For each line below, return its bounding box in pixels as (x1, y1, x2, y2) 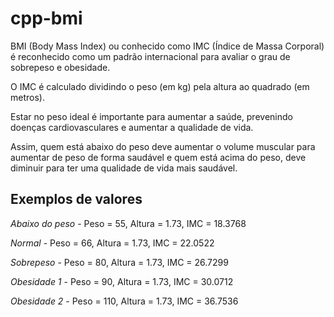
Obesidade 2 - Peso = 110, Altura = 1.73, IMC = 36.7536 (10, 295, 239, 307)
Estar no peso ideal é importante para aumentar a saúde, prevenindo (10, 110, 293, 122)
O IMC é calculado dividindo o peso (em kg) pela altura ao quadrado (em (10, 80, 310, 92)
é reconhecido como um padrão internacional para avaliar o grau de (10, 50, 291, 62)
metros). (10, 91, 45, 103)
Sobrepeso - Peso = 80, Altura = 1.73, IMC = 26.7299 (10, 256, 229, 268)
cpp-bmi (10, 7, 83, 30)
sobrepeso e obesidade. (10, 61, 111, 73)
